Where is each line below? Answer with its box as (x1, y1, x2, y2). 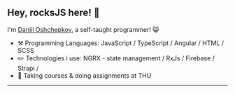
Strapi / (17, 64, 39, 72)
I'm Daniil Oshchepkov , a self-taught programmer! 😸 (7, 25, 159, 33)
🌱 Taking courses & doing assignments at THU (17, 71, 152, 80)
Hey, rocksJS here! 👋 (7, 7, 100, 19)
